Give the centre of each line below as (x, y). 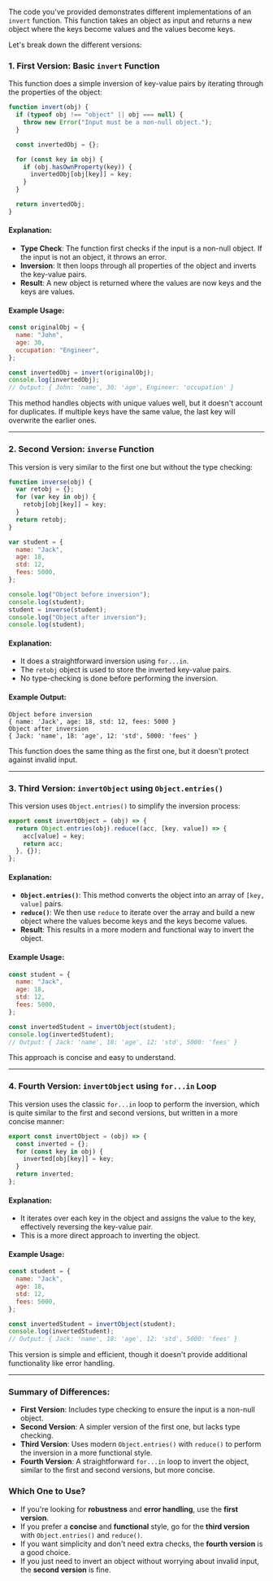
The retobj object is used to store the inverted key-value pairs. (126, 670)
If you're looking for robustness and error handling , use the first (129, 1509)
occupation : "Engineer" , (58, 350)
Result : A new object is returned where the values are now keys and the (141, 283)
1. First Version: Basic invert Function (84, 66)
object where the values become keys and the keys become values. (134, 921)
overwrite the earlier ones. (53, 420)
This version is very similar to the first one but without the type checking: (131, 466)
